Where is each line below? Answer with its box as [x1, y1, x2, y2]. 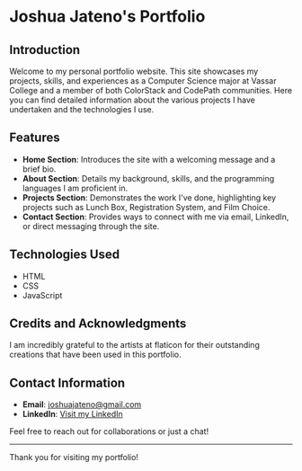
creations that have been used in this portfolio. [9, 349, 182, 360]
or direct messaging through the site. [22, 220, 160, 231]
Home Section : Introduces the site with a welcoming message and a [22, 154, 276, 164]
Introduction [9, 42, 81, 58]
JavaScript [22, 289, 63, 300]
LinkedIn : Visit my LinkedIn [22, 409, 123, 420]
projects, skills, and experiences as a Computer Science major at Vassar [9, 76, 277, 86]
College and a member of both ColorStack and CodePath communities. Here [9, 85, 293, 95]
